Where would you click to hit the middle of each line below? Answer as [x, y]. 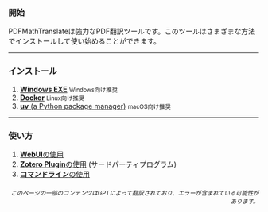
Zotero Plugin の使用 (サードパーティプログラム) [98, 164]
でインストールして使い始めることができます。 [84, 41]
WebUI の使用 [41, 154]
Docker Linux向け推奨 [52, 98]
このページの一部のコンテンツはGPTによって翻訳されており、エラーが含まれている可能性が [135, 193]
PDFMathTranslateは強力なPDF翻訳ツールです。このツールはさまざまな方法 [132, 31]
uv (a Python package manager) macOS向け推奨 [95, 106]
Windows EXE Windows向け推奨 [68, 89]
